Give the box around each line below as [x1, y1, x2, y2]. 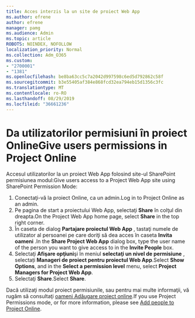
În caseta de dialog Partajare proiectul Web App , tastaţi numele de [14, 225, 179, 232]
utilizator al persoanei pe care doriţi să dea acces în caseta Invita [14, 232, 173, 239]
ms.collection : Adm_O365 [6, 52, 67, 58]
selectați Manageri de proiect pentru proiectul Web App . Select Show [14, 257, 184, 264]
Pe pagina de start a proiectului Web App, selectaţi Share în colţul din [14, 207, 183, 214]
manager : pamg [6, 25, 41, 31]
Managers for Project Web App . [14, 269, 94, 276]
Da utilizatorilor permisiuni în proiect [6, 126, 187, 139]
